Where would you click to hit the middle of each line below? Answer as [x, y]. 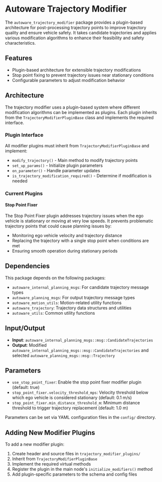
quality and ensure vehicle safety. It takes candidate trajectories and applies [81, 32]
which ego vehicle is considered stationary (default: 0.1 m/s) [72, 398]
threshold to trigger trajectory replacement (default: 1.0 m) [70, 408]
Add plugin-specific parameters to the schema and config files [74, 474]
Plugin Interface [24, 135]
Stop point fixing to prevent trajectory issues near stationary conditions [83, 75]
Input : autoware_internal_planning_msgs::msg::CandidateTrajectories [82, 340]
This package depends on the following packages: [55, 278]
